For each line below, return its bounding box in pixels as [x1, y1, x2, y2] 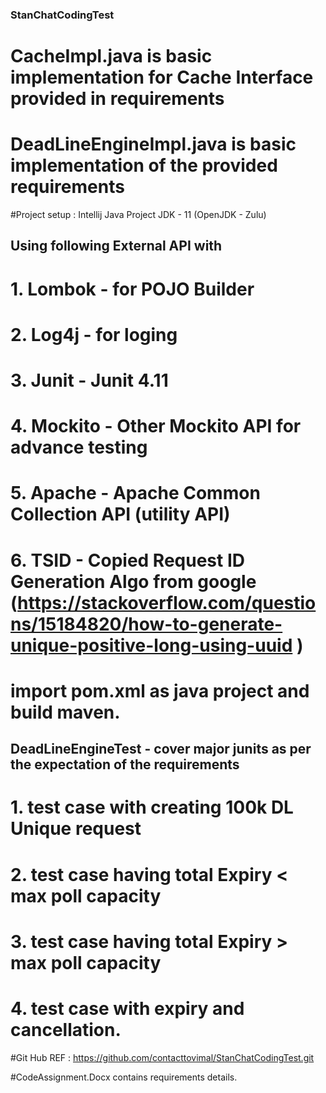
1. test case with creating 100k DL [10, 796, 294, 819]
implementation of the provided [10, 154, 278, 177]
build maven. [10, 701, 121, 723]
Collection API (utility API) [10, 503, 231, 526]
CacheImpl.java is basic [10, 45, 213, 68]
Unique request [10, 818, 142, 840]
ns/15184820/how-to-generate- [10, 613, 283, 635]
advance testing [10, 436, 148, 459]
